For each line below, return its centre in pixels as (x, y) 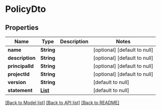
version (17, 82)
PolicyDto (26, 9)
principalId (21, 66)
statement (20, 90)
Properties (22, 28)
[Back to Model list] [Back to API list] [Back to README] (62, 103)
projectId (19, 74)
